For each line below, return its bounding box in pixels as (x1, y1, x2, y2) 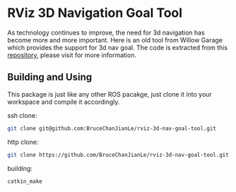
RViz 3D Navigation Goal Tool (7, 5, 182, 21)
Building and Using (7, 71, 93, 83)
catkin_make (7, 178, 42, 185)
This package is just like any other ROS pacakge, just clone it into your (7, 90, 212, 98)
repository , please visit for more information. (7, 51, 136, 59)
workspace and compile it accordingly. (7, 97, 120, 106)
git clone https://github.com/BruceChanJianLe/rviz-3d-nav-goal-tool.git (7, 151, 230, 158)
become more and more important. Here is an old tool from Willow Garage (7, 35, 223, 44)
